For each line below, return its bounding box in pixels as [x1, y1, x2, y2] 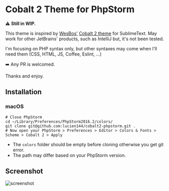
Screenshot [5, 167, 43, 176]
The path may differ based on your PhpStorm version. [12, 152, 126, 158]
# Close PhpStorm [5, 115, 42, 120]
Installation [5, 88, 42, 96]
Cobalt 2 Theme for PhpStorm [5, 4, 135, 15]
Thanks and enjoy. [5, 73, 44, 79]
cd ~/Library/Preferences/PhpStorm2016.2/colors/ [5, 119, 113, 124]
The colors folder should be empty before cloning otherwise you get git [12, 141, 164, 147]
